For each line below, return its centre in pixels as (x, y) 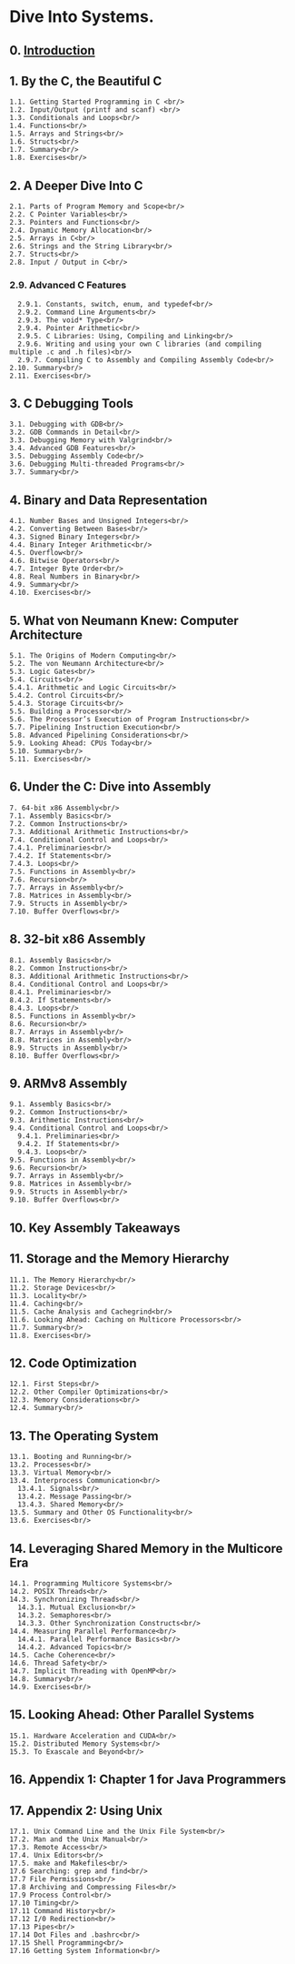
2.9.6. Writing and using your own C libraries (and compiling (139, 344)
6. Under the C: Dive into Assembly (110, 787)
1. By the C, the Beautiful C (86, 81)
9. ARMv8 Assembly (69, 1083)
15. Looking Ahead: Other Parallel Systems (132, 1715)
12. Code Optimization (73, 1363)
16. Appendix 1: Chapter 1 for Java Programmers (148, 1780)
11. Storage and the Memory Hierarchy (119, 1259)
